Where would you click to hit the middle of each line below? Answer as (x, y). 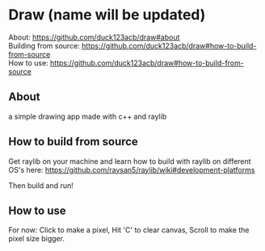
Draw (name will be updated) (107, 15)
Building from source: (44, 45)
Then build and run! (41, 185)
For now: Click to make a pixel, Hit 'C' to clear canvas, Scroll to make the (129, 230)
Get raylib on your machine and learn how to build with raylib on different (130, 161)
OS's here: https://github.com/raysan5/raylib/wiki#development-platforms (132, 169)
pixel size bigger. (36, 239)
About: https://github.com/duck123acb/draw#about (94, 37)
